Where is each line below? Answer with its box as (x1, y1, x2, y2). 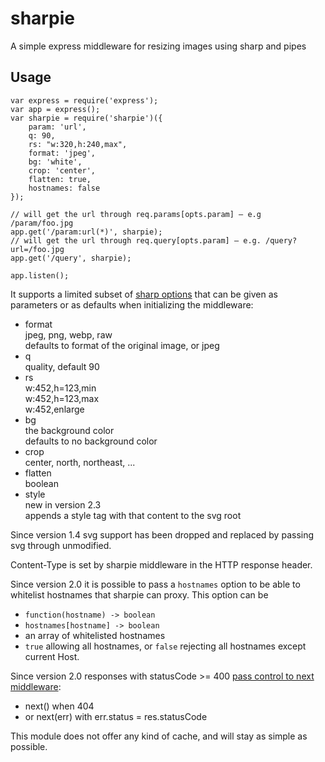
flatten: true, (28, 174, 92, 184)
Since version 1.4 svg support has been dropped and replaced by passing (10, 528, 315, 541)
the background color (24, 424, 115, 436)
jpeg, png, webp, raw (24, 328, 113, 341)
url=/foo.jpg (10, 244, 65, 254)
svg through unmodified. (10, 539, 112, 551)
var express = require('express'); (10, 95, 159, 106)
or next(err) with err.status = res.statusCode (24, 710, 208, 722)
